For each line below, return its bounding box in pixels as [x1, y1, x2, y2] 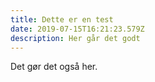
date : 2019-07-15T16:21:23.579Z [10, 24, 145, 34]
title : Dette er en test [10, 14, 114, 25]
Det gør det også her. [10, 61, 98, 73]
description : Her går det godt [10, 33, 141, 43]
